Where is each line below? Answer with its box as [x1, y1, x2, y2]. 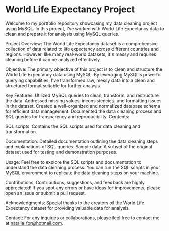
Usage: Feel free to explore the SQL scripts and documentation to [5, 159, 142, 165]
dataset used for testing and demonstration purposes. [5, 149, 118, 155]
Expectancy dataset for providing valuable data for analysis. [5, 205, 130, 211]
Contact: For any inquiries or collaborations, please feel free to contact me [5, 215, 160, 221]
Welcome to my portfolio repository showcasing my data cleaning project [5, 20, 157, 26]
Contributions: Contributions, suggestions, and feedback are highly [5, 179, 145, 185]
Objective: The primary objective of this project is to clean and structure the [5, 66, 163, 72]
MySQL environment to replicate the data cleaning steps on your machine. [5, 170, 160, 176]
